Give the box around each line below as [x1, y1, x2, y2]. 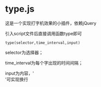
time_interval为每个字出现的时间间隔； [5, 60, 83, 65]
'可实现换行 [5, 76, 29, 82]
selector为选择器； [5, 49, 43, 55]
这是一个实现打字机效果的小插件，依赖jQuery [5, 20, 97, 26]
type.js [5, 3, 34, 15]
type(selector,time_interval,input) [5, 40, 80, 45]
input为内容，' [5, 70, 34, 76]
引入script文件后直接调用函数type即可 [5, 30, 82, 36]
